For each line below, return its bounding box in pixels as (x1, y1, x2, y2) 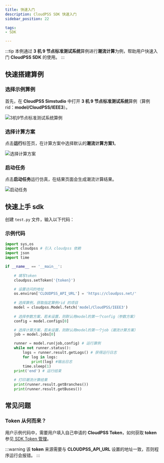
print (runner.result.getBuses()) (14, 387, 82, 392)
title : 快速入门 (5, 7, 35, 12)
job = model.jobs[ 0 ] (14, 332, 56, 337)
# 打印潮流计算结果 (14, 377, 48, 382)
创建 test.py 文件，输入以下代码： (5, 217, 74, 223)
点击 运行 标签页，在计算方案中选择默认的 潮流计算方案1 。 (5, 141, 119, 146)
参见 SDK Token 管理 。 (5, 435, 51, 441)
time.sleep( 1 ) (23, 364, 51, 369)
